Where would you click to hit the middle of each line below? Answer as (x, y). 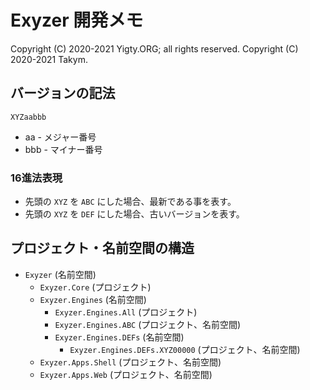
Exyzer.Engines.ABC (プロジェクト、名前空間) (148, 324)
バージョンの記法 (63, 93)
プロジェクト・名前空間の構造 (102, 248)
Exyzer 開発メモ (77, 20)
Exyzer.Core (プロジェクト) (95, 287)
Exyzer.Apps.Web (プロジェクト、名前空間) (126, 374)
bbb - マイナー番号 (63, 149)
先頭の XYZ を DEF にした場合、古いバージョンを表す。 (134, 214)
